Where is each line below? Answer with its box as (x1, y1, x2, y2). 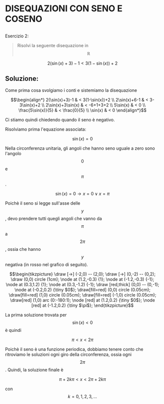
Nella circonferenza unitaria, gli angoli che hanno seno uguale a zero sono (5, 145, 155, 151)
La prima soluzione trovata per (5, 312, 67, 318)
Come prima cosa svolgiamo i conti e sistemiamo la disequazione (5, 87, 137, 93)
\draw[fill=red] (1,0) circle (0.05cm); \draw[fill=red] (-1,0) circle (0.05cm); (8, 292, 157, 298)
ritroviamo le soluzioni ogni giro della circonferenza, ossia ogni (5, 351, 132, 357)
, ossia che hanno (5, 246, 41, 252)
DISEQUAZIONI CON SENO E (5, 3, 123, 14)
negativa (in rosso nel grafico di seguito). (5, 262, 88, 268)
